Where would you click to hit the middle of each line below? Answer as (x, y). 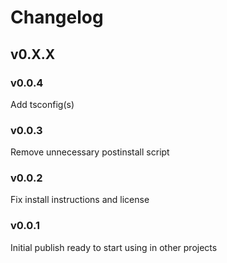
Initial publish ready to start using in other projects (114, 247)
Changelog (57, 17)
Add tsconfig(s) (42, 104)
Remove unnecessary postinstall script (90, 152)
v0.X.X (33, 54)
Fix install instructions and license (80, 200)
